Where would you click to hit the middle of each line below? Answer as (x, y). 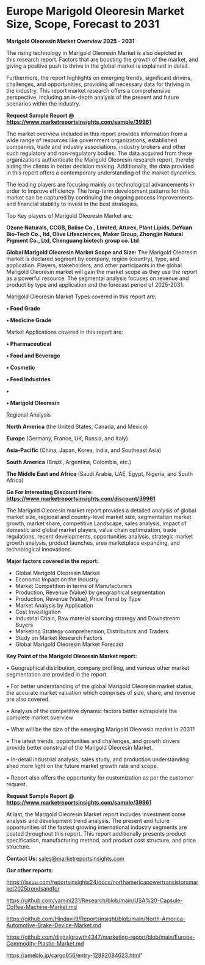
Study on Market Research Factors (59, 637)
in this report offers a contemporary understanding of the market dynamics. (101, 173)
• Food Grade (23, 308)
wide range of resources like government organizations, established (92, 140)
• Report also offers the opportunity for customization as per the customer (100, 777)
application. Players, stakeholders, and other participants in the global (94, 265)
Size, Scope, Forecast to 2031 (83, 24)
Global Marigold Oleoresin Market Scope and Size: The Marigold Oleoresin (102, 252)
